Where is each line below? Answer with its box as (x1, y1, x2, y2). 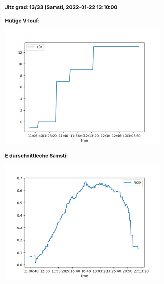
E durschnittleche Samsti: (5, 152, 68, 159)
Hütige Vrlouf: (5, 17, 40, 24)
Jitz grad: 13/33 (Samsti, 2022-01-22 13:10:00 (5, 4, 118, 11)
